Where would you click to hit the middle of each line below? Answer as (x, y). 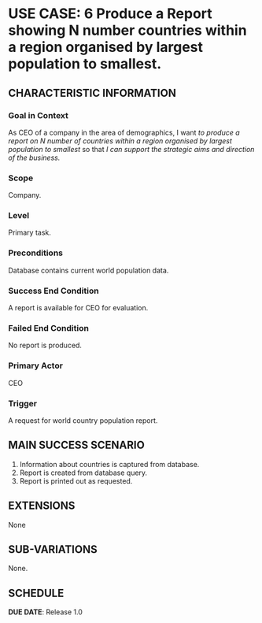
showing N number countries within (127, 30)
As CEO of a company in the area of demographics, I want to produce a (124, 132)
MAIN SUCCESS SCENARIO (77, 445)
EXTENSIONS (42, 506)
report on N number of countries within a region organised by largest (120, 141)
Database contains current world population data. (89, 270)
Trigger (23, 403)
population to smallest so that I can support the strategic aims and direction (131, 149)
